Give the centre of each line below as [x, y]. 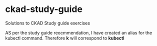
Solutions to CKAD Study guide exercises [48, 23]
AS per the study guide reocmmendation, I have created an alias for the [79, 32]
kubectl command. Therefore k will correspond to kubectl [65, 38]
